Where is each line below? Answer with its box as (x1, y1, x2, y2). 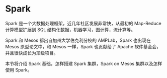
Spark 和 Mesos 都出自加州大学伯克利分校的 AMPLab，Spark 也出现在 (5, 37, 151, 43)
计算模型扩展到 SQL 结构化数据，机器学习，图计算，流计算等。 (5, 26, 136, 33)
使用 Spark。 (5, 66, 32, 73)
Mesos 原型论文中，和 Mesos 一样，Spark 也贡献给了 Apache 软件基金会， (5, 43, 161, 49)
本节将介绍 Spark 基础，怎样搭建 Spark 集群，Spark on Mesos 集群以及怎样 (5, 60, 162, 66)
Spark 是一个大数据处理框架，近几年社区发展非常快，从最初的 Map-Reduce (5, 20, 162, 26)
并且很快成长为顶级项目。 (5, 50, 58, 56)
